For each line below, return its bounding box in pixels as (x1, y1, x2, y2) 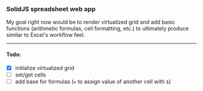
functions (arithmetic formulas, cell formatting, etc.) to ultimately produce (6, 25, 189, 32)
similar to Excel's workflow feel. (6, 31, 85, 39)
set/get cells (14, 71, 47, 78)
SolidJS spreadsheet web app (6, 5, 95, 13)
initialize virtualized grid (14, 64, 74, 71)
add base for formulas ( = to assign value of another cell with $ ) (14, 78, 171, 85)
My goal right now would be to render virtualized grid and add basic (6, 19, 175, 26)
